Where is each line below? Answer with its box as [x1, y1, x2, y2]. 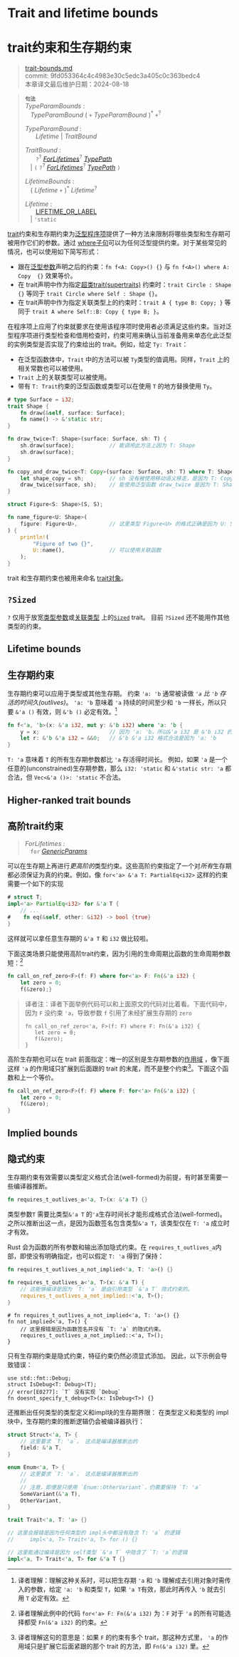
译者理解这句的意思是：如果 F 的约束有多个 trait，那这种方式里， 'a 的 [17, 1633, 223, 1641]
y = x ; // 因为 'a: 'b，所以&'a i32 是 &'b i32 [20, 728, 224, 735]
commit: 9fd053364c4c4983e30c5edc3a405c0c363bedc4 [24, 71, 201, 80]
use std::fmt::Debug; [7, 1374, 72, 1382]
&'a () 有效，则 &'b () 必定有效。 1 [15, 706, 117, 716]
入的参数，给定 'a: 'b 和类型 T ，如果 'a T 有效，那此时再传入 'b [17, 1584, 206, 1594]
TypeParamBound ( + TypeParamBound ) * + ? [30, 109, 161, 119]
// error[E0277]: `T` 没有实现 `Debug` [7, 1388, 122, 1395]
